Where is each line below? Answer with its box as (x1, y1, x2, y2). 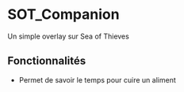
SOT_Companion (7, 6, 120, 24)
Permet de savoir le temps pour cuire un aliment (18, 75, 176, 84)
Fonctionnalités (7, 54, 86, 68)
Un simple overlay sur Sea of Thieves (7, 31, 130, 41)
